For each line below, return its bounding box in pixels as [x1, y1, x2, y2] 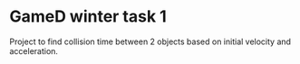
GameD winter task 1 [9, 6, 168, 27]
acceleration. [9, 45, 59, 56]
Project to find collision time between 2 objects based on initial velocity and [9, 36, 292, 47]
